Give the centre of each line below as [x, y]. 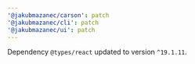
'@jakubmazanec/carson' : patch [58, 15]
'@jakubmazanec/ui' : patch [51, 30]
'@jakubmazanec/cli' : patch [53, 23]
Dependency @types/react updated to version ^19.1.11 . [97, 52]
